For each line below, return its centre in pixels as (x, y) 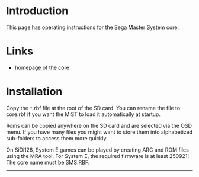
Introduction (37, 11)
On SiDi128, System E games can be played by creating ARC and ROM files (98, 150)
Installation (34, 91)
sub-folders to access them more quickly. (57, 138)
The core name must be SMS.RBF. (48, 162)
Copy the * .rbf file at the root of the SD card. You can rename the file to (93, 108)
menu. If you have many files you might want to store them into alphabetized (99, 132)
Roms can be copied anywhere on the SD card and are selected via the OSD (99, 125)
